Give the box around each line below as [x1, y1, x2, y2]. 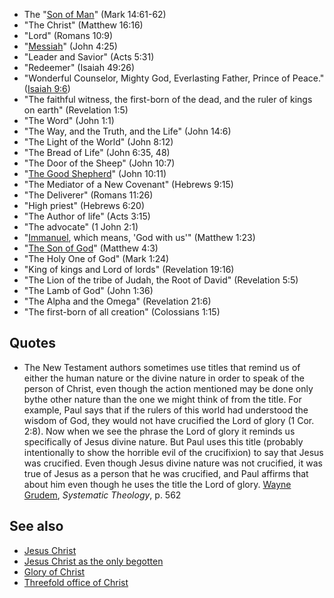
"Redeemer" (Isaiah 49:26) [23, 62, 136, 73]
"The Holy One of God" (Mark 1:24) [23, 253, 170, 264]
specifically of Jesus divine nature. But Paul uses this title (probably [23, 435, 304, 448]
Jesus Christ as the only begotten [23, 555, 164, 567]
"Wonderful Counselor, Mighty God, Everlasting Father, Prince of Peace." [23, 72, 325, 84]
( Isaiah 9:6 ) [23, 83, 71, 94]
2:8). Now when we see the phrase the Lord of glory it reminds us [23, 425, 296, 437]
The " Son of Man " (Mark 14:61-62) [23, 9, 167, 20]
